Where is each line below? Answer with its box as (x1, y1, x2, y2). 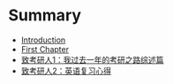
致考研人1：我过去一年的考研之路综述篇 (20, 54, 164, 65)
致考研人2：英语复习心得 (20, 65, 112, 76)
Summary (8, 5, 81, 26)
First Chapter (20, 43, 70, 54)
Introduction (20, 34, 66, 45)
